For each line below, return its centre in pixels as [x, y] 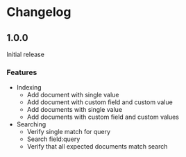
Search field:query [53, 139]
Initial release [25, 54]
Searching [31, 124]
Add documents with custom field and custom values [103, 117]
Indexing [29, 88]
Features [22, 72]
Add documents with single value [75, 110]
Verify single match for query [69, 132]
